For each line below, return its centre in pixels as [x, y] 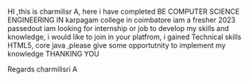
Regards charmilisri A [43, 69]
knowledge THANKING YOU [54, 54]
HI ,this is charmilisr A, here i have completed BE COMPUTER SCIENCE [124, 12]
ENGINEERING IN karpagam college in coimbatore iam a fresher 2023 [122, 20]
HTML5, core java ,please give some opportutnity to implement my [117, 45]
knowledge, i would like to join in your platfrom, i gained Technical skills [124, 37]
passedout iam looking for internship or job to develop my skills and [119, 28]
